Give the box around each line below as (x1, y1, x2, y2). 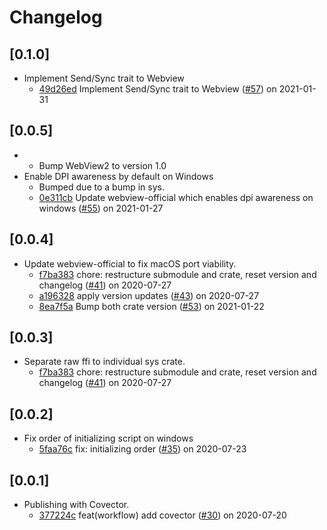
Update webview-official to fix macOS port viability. (23, 257, 237, 270)
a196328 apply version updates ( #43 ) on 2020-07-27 (38, 289, 260, 301)
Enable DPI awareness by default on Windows (23, 170, 214, 182)
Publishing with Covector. (23, 499, 130, 511)
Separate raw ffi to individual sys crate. (23, 356, 186, 368)
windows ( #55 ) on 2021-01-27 (38, 202, 164, 214)
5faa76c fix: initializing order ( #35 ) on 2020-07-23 (38, 443, 247, 455)
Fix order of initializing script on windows (23, 432, 194, 445)
